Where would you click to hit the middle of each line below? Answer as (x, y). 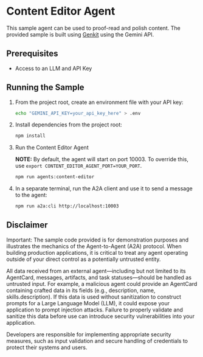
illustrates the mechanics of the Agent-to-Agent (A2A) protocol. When (94, 246)
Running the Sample (45, 87)
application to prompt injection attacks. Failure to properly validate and (95, 310)
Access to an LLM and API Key (53, 68)
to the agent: (31, 195)
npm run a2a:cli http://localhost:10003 (67, 206)
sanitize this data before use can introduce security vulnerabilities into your (101, 316)
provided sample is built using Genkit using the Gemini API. (80, 34)
